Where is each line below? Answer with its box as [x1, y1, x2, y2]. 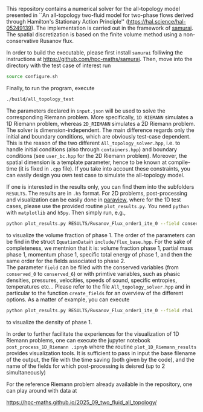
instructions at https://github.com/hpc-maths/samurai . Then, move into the [6, 56, 193, 62]
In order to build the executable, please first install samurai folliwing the [6, 49, 183, 56]
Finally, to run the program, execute [6, 84, 95, 91]
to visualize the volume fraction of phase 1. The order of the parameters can [6, 231, 196, 238]
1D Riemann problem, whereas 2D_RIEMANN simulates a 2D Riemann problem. [6, 120, 195, 127]
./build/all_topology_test [6, 96, 74, 102]
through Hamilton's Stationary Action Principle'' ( [6, 18, 128, 25]
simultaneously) [6, 368, 47, 376]
